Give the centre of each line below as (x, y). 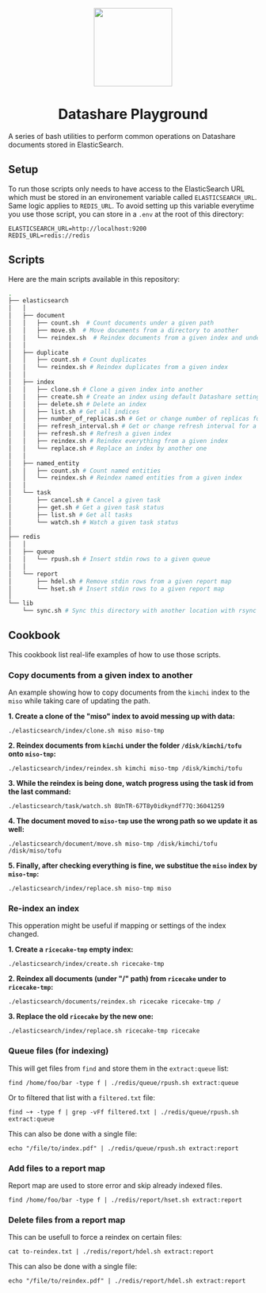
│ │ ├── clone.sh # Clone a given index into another (106, 389)
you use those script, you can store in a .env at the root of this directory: (126, 214)
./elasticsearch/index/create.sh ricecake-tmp (86, 964)
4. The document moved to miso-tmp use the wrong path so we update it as (133, 821)
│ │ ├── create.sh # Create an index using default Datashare (120, 397)
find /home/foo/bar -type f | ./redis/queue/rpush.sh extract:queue (123, 1083)
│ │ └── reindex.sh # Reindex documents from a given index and (125, 337)
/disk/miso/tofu (35, 851)
